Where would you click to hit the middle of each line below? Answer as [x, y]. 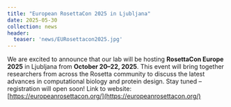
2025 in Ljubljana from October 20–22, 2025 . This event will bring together [116, 67]
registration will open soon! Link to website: [70, 89]
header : [18, 33]
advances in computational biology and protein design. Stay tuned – [104, 81]
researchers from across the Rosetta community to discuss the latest [106, 74]
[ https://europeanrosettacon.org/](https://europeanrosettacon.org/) [104, 96]
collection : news [32, 26]
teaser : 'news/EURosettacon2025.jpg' [68, 40]
